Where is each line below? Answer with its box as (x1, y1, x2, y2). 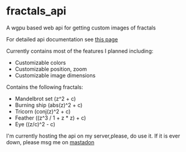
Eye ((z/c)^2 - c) (14, 120, 56, 127)
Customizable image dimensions (14, 71, 96, 79)
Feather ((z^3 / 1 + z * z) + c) (14, 114, 86, 121)
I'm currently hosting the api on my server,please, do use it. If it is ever (6, 132, 181, 139)
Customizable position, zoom (14, 65, 87, 73)
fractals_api (6, 4, 67, 18)
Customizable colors (14, 59, 66, 66)
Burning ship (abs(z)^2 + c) (14, 101, 83, 109)
